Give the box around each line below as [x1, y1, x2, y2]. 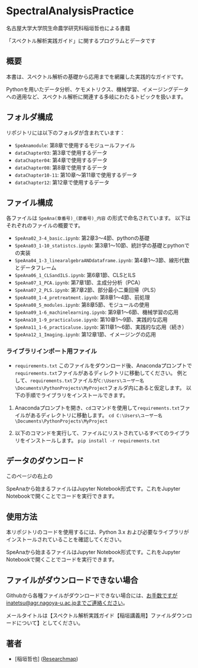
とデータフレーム [14, 264, 57, 271]
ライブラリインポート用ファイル [6, 347, 98, 355]
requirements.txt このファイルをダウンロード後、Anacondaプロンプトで [14, 362, 192, 369]
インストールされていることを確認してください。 [6, 536, 125, 543]
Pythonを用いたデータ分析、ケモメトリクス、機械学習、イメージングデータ [6, 85, 189, 93]
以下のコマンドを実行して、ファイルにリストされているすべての [14, 429, 170, 437]
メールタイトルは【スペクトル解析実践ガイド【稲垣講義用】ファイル [6, 612, 172, 619]
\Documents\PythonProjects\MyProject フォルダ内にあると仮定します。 [14, 384, 185, 391]
